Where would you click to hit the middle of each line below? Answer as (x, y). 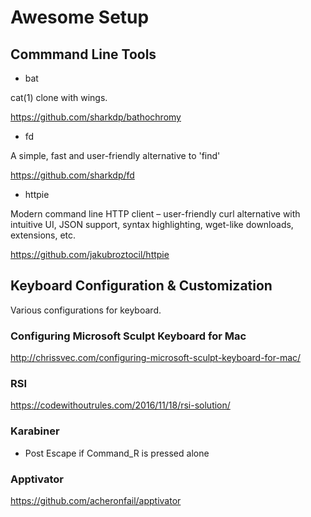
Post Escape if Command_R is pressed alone (117, 453)
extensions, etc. (43, 235)
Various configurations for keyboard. (86, 310)
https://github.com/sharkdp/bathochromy (96, 117)
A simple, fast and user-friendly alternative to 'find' (115, 155)
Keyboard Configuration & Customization (141, 286)
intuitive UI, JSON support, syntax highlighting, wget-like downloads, (152, 224)
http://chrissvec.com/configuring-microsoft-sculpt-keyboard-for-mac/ (156, 358)
